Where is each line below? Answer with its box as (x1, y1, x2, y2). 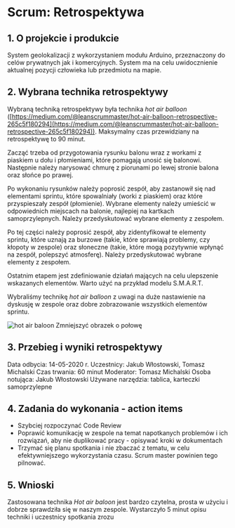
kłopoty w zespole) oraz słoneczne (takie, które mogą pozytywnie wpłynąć (7, 243, 224, 251)
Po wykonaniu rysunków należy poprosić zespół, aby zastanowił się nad (7, 184, 216, 193)
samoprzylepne (7, 382, 53, 391)
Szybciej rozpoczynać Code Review (17, 421, 121, 430)
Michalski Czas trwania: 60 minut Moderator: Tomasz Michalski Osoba (7, 367, 211, 376)
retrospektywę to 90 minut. (7, 134, 86, 143)
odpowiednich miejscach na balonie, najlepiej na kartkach (7, 207, 175, 215)
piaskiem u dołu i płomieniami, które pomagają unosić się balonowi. (7, 155, 202, 164)
